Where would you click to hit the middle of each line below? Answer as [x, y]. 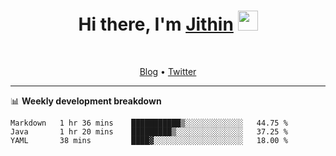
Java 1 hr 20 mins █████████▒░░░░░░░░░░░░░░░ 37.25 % [149, 131]
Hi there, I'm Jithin [156, 24]
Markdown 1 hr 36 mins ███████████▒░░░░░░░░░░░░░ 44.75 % [149, 123]
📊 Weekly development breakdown [86, 101]
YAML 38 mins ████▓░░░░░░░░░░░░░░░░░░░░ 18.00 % [149, 140]
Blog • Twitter [168, 71]
